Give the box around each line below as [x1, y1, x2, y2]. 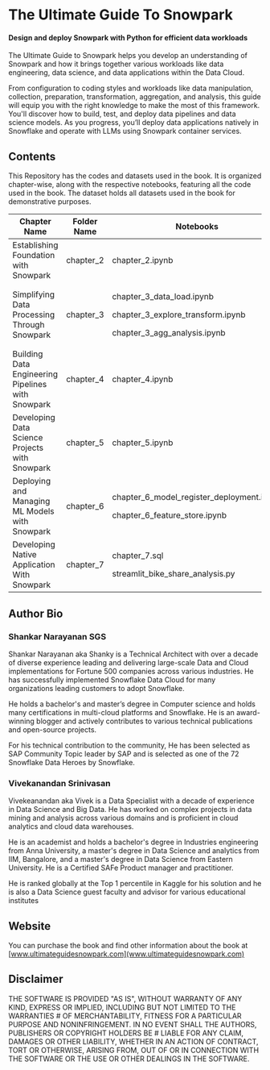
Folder [72, 216, 98, 227]
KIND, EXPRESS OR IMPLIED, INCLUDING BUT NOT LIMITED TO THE [8, 1002, 236, 1012]
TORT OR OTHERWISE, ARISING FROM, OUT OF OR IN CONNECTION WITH [8, 1045, 260, 1055]
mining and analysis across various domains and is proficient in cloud [8, 813, 239, 823]
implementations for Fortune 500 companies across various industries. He [8, 666, 255, 676]
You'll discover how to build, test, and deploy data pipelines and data [8, 109, 236, 119]
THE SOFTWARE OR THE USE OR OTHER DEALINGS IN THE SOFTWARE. [8, 1054, 250, 1064]
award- [235, 707, 261, 717]
